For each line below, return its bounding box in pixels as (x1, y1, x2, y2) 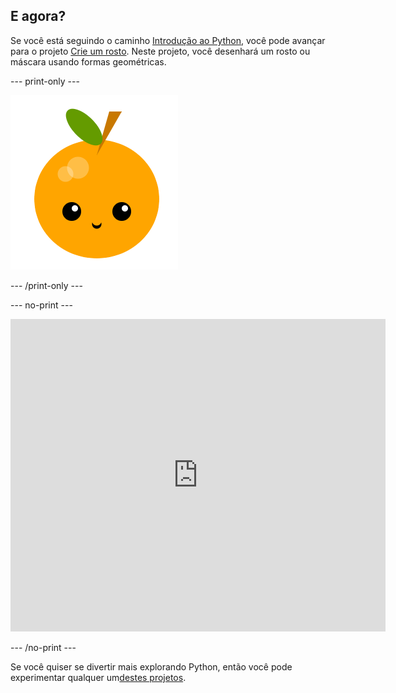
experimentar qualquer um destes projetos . (10, 671, 187, 683)
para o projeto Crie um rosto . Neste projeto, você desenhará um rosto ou (10, 45, 311, 57)
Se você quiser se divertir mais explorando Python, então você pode (10, 660, 293, 673)
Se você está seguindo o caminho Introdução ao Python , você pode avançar (10, 34, 326, 46)
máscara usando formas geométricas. (10, 55, 167, 68)
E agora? (10, 8, 67, 25)
